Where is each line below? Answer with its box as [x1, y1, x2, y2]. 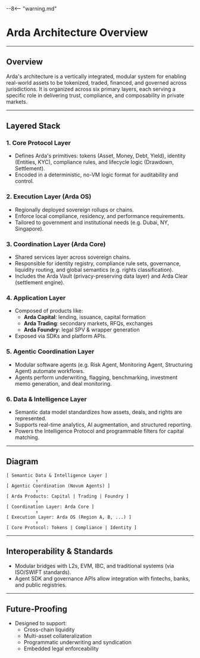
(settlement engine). [14, 279, 65, 286]
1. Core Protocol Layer [6, 139, 71, 147]
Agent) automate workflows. [14, 367, 85, 374]
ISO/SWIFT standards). [14, 569, 71, 576]
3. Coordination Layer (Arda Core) [6, 240, 106, 248]
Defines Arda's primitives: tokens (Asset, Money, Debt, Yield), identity [14, 152, 186, 160]
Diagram [6, 457, 39, 467]
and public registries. [14, 581, 67, 588]
